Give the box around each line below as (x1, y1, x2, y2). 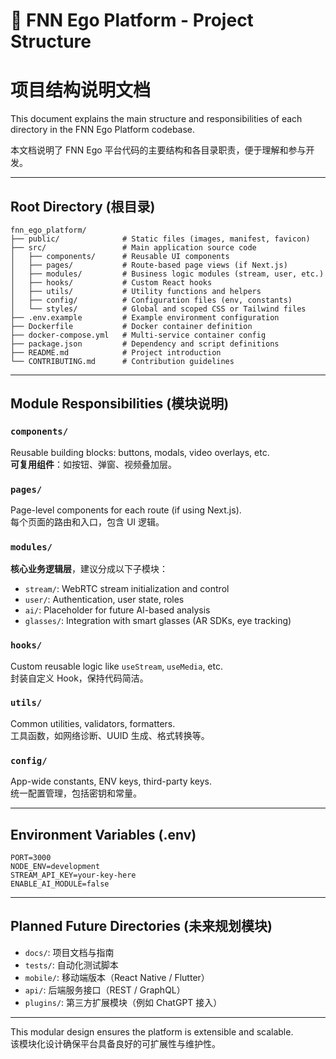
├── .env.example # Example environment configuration (10, 312, 280, 323)
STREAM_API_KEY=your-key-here (10, 870, 137, 880)
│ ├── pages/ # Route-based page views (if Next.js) (10, 260, 288, 270)
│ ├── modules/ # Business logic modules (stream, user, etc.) (10, 269, 325, 279)
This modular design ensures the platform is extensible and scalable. (10, 1025, 294, 1038)
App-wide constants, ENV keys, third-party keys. (10, 775, 213, 788)
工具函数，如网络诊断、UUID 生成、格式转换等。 (10, 729, 210, 741)
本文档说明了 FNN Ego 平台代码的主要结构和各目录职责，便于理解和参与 (10, 144, 307, 156)
